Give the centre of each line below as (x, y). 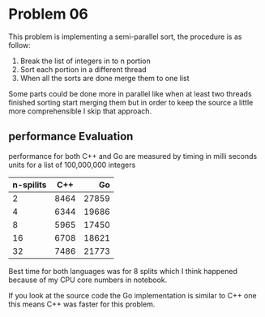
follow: (19, 45)
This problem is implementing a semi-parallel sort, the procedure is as (125, 36)
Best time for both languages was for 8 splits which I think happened (123, 271)
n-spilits (30, 185)
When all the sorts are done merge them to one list (105, 78)
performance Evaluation (71, 137)
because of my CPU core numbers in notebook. (88, 280)
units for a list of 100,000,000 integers (72, 165)
